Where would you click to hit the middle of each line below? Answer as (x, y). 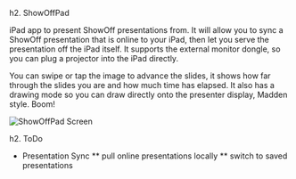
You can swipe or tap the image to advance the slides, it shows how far (140, 76)
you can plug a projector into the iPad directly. (94, 58)
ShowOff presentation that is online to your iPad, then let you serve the (140, 40)
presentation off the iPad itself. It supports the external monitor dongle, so (145, 49)
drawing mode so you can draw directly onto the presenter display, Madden (148, 94)
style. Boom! (32, 104)
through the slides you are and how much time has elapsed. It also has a (142, 85)
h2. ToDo (26, 138)
